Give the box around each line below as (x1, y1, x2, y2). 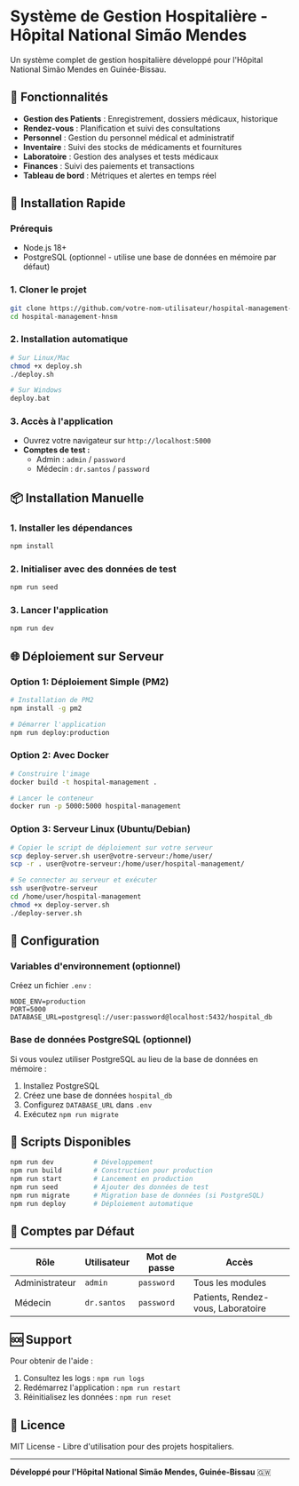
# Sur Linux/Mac (10, 353, 70, 362)
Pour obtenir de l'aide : (10, 1355, 94, 1366)
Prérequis (10, 222, 53, 235)
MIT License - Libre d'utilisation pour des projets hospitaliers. (10, 1442, 234, 1452)
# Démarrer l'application (10, 720, 106, 729)
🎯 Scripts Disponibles (10, 1135, 131, 1150)
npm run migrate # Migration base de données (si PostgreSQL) (10, 1191, 265, 1200)
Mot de (146, 1250, 177, 1263)
